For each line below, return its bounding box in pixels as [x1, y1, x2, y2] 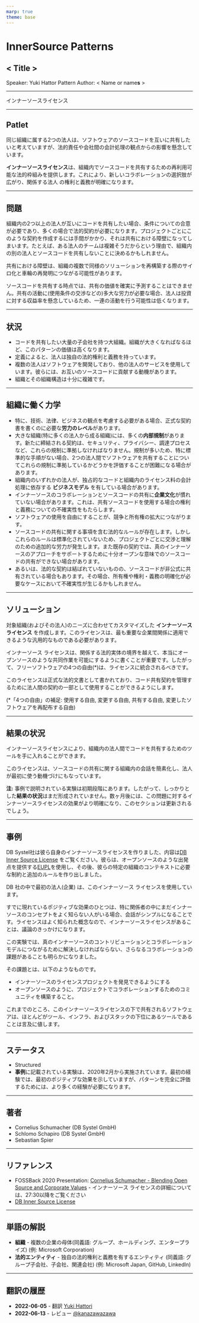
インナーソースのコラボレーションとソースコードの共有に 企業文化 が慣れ [14, 491, 191, 498]
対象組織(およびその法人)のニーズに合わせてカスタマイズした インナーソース [6, 621, 192, 628]
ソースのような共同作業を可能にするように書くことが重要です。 [16, 656, 172, 663]
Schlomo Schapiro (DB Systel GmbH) [14, 1130, 105, 1137]
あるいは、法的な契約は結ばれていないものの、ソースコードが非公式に [14, 565, 186, 572]
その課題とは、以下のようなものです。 [6, 966, 99, 973]
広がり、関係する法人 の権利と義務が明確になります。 [6, 178, 137, 186]
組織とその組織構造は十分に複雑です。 [14, 375, 108, 382]
